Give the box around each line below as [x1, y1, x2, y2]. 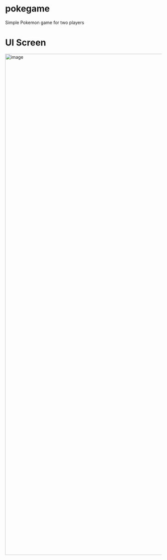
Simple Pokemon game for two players [5, 19, 84, 25]
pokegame [5, 3, 50, 14]
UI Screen [5, 37, 46, 48]
